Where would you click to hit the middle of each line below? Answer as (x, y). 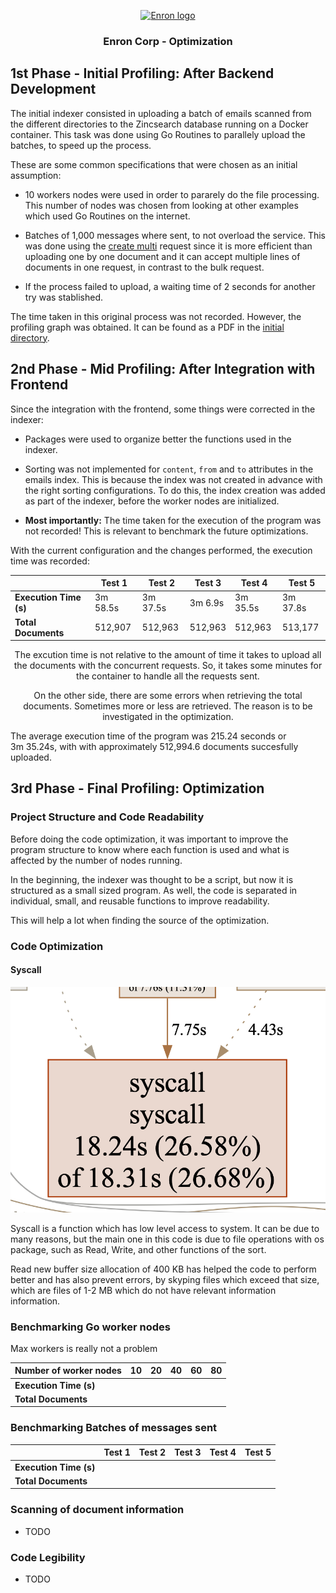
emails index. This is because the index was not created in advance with (173, 479)
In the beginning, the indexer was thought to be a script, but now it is (152, 879)
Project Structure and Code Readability (107, 817)
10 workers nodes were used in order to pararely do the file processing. (172, 194)
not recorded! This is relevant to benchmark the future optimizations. (166, 531)
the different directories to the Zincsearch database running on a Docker (159, 124)
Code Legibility (48, 1557)
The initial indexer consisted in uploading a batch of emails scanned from (161, 113)
